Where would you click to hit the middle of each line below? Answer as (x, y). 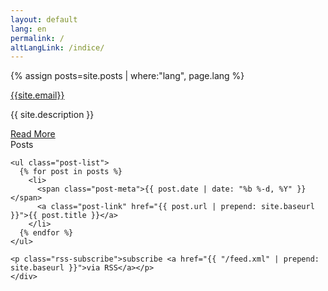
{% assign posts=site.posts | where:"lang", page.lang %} (127, 76)
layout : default (44, 19)
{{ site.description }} (52, 115)
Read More (33, 134)
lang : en (28, 29)
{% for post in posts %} (71, 172)
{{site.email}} (37, 95)
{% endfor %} (46, 233)
